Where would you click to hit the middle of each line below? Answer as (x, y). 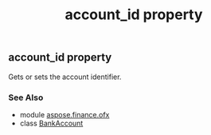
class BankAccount (51, 123)
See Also (26, 97)
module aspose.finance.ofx (64, 114)
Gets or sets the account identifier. (65, 77)
